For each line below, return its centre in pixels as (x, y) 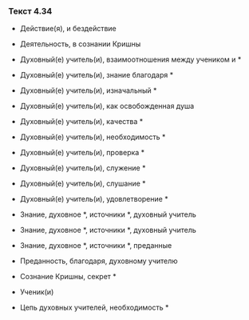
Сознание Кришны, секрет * (68, 277)
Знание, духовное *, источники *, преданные (96, 246)
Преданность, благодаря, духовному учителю (99, 261)
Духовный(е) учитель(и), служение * (83, 168)
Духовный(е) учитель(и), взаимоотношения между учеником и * (130, 60)
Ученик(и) (37, 292)
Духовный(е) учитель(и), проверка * (82, 153)
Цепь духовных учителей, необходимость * (94, 308)
